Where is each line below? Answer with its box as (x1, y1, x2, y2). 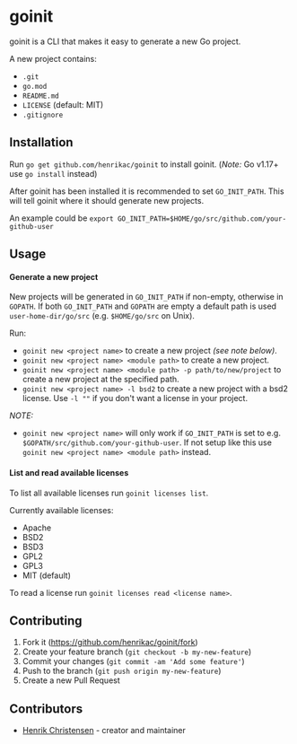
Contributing (9, 613, 83, 628)
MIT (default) (22, 570, 72, 581)
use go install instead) (9, 168, 98, 179)
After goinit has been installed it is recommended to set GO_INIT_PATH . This (9, 186, 284, 197)
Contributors (9, 701, 83, 716)
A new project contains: (9, 53, 97, 64)
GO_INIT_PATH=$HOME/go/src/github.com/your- (117, 214, 287, 223)
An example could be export (9, 213, 114, 223)
